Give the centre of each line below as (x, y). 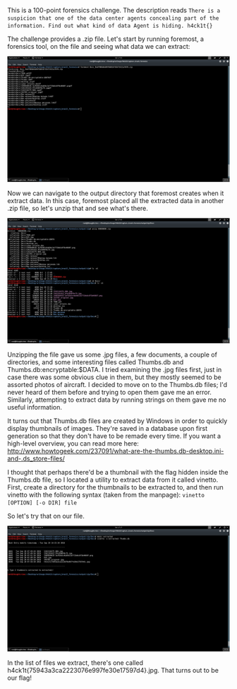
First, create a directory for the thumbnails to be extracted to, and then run (115, 487)
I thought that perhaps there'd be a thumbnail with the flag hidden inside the (118, 472)
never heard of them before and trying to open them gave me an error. (109, 392)
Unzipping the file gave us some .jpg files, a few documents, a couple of (112, 354)
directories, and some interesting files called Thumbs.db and (96, 362)
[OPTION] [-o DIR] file (42, 503)
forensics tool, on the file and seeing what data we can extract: (99, 46)
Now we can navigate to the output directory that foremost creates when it (116, 193)
